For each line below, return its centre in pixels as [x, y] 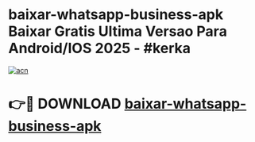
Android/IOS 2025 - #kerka [100, 48]
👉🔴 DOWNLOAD [65, 104]
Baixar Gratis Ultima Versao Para [118, 31]
